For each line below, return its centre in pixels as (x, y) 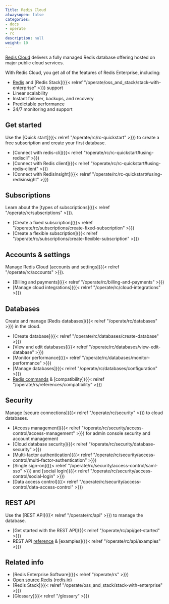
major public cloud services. (35, 63)
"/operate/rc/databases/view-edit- (125, 347)
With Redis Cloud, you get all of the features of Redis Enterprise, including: (83, 72)
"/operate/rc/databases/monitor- (116, 358)
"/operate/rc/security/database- (122, 444)
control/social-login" (34, 476)
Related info (24, 562)
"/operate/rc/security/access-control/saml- (113, 465)
